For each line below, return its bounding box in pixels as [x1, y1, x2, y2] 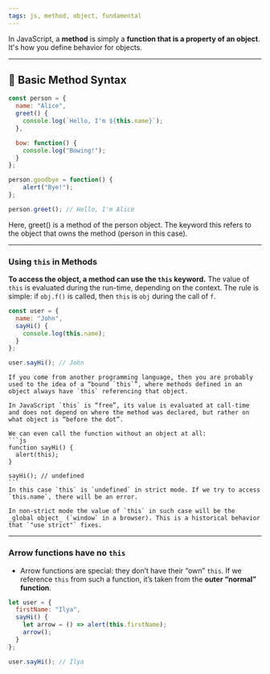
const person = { [8, 94, 67, 103]
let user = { [8, 598, 52, 606]
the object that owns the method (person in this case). [8, 228, 188, 238]
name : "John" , [15, 314, 63, 323]
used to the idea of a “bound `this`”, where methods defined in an [8, 380, 243, 388]
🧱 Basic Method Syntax [8, 73, 127, 87]
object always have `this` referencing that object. [8, 388, 189, 396]
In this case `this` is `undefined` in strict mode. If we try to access [8, 486, 261, 495]
